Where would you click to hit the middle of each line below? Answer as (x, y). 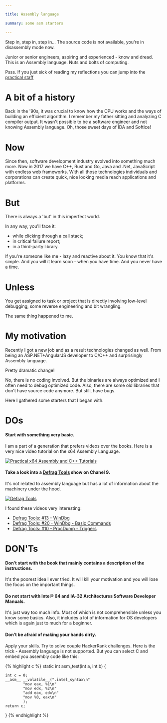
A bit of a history (40, 97)
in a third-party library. (35, 247)
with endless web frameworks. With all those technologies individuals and (81, 172)
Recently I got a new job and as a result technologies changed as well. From (83, 350)
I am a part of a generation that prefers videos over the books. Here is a (79, 446)
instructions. (19, 568)
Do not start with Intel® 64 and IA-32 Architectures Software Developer (81, 596)
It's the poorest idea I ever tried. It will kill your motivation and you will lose (82, 579)
